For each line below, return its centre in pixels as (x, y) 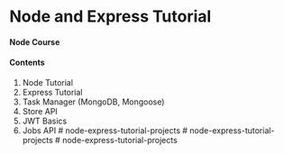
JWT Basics (45, 121)
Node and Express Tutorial (110, 17)
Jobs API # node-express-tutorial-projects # (105, 130)
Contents (27, 63)
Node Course (35, 41)
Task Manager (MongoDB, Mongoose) (93, 102)
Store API (40, 111)
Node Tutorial (48, 82)
